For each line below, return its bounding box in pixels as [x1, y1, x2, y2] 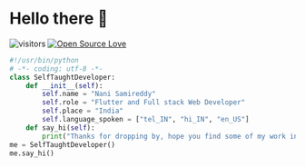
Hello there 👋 [9, 8, 109, 29]
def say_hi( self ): [25, 123, 95, 133]
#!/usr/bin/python [9, 55, 79, 64]
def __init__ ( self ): [25, 81, 103, 90]
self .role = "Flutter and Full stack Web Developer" [42, 98, 246, 107]
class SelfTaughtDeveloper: [9, 73, 116, 82]
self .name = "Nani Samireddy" [42, 90, 156, 99]
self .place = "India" [42, 106, 124, 116]
